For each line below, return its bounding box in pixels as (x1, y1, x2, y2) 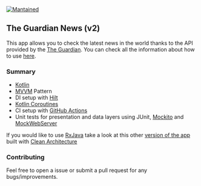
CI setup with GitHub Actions (15, 107, 88, 115)
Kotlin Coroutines (15, 101, 59, 108)
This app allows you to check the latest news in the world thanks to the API (6, 39, 193, 47)
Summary (6, 67, 36, 76)
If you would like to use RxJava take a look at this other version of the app (6, 131, 191, 139)
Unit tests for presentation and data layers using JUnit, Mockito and (15, 113, 184, 121)
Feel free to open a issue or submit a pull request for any (6, 167, 147, 174)
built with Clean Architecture (6, 138, 77, 145)
